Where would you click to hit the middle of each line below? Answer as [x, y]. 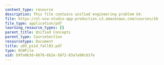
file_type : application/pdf [34, 23]
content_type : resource [29, 10]
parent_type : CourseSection [34, 37]
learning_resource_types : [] [35, 28]
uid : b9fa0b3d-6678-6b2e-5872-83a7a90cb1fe [50, 55]
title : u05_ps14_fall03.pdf [34, 46]
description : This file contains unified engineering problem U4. [74, 14]
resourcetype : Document [29, 42]
